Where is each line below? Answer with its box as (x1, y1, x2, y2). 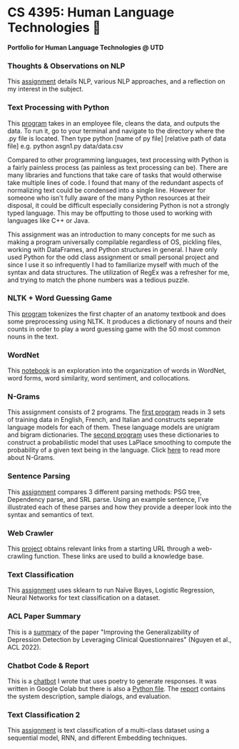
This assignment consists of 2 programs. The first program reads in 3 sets (7, 408, 225, 416)
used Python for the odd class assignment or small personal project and (7, 253, 219, 261)
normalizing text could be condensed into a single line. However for (7, 186, 206, 194)
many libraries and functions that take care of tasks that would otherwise (7, 171, 223, 179)
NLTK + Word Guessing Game (7, 293, 113, 303)
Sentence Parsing (7, 471, 71, 481)
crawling (7, 552, 34, 561)
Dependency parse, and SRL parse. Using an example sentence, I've (7, 495, 209, 503)
